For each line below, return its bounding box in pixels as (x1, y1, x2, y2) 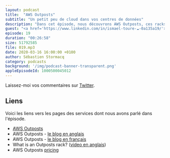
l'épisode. (5, 116, 26, 122)
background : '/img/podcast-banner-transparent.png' (5, 64, 116, 69)
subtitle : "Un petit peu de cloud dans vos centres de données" (5, 17, 144, 22)
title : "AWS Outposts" (5, 12, 56, 17)
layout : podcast (5, 7, 39, 13)
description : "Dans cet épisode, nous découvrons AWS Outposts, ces (5, 21, 153, 27)
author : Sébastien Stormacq (5, 54, 65, 60)
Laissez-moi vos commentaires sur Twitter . (5, 82, 95, 88)
